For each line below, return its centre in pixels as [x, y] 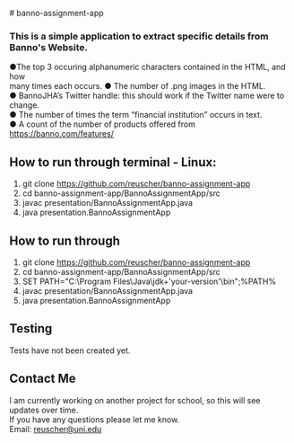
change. [25, 105]
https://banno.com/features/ [62, 134]
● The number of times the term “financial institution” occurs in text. [136, 115]
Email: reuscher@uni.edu [56, 429]
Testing [31, 328]
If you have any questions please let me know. [95, 419]
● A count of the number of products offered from [102, 124]
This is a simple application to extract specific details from [139, 36]
